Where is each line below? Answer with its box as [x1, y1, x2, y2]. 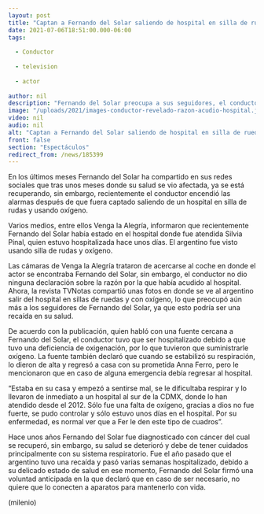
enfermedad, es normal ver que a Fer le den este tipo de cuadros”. [8, 417, 223, 427]
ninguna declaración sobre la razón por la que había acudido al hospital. [8, 278, 242, 287]
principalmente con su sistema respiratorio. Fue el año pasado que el [8, 449, 232, 459]
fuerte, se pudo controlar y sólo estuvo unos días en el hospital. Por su [8, 409, 237, 418]
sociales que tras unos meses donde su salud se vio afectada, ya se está [8, 180, 245, 190]
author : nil [8, 92, 47, 100]
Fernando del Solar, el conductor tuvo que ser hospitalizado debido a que [8, 335, 246, 345]
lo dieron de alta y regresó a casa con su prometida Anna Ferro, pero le [8, 360, 239, 370]
